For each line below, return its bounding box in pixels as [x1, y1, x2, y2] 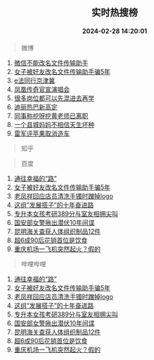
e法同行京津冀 [13, 76, 55, 85]
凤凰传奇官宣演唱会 [13, 85, 70, 93]
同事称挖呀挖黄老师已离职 [13, 112, 89, 120]
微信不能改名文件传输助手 [13, 59, 89, 67]
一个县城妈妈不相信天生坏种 [13, 120, 95, 128]
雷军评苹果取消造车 [13, 129, 70, 138]
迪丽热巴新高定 [13, 102, 58, 111]
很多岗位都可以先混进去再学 [13, 94, 95, 102]
